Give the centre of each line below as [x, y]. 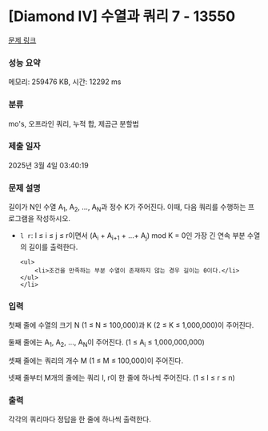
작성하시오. [53, 218]
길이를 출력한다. [53, 247]
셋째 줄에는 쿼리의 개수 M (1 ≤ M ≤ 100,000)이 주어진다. [96, 361]
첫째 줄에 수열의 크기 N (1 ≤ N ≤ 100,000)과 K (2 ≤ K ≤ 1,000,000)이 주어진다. [131, 325]
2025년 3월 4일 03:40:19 [49, 165]
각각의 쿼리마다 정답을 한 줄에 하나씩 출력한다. [80, 419]
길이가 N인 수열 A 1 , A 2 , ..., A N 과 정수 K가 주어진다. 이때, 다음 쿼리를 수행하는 [127, 207]
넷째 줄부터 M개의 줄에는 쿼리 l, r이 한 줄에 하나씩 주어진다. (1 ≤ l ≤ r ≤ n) [122, 377]
